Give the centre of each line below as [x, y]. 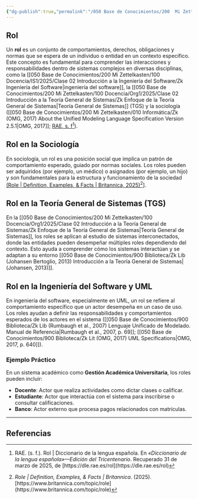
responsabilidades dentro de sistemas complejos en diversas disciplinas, [95, 69]
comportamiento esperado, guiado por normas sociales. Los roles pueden [96, 165]
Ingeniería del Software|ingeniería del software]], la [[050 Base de [86, 87]
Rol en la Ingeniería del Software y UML [79, 286]
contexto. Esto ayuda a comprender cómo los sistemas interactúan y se [93, 249]
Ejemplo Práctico [31, 360]
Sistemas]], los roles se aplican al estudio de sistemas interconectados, [93, 236]
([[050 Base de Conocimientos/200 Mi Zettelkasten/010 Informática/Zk [92, 112]
